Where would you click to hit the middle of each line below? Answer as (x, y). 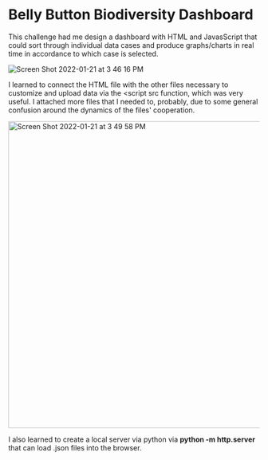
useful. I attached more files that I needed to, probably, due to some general (133, 101)
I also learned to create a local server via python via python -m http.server (132, 439)
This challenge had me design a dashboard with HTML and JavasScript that (133, 37)
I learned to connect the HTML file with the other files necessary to (118, 85)
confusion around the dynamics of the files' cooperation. (102, 110)
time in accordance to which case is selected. (83, 53)
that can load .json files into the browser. (75, 447)
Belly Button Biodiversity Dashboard (131, 15)
